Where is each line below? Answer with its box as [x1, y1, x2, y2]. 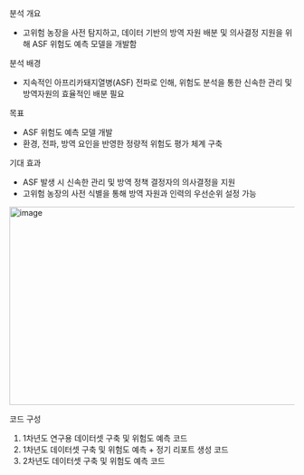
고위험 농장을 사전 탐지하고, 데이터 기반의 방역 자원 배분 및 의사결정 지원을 [22, 27, 283, 38]
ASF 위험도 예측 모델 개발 [22, 127, 113, 138]
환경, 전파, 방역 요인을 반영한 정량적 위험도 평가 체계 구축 [22, 139, 223, 149]
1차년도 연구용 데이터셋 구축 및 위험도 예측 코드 [22, 433, 188, 443]
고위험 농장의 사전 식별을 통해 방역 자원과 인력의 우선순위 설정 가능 [22, 189, 257, 199]
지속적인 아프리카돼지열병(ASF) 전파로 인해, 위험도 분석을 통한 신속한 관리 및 [22, 77, 292, 88]
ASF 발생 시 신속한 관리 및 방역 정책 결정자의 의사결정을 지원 [22, 177, 236, 188]
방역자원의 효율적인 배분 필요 [22, 89, 125, 99]
